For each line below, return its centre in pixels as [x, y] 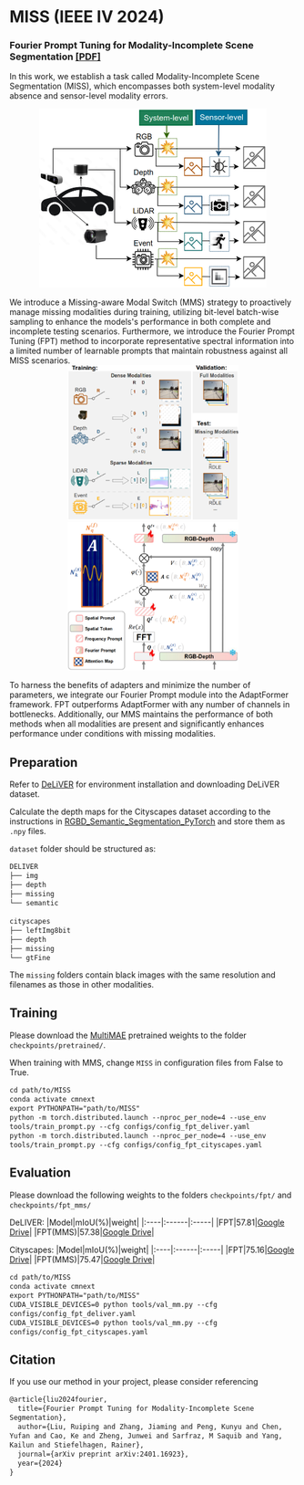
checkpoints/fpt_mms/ [51, 1205]
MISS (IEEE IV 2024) [87, 17]
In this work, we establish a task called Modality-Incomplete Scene [135, 77]
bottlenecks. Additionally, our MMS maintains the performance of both [141, 715]
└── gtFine [30, 957]
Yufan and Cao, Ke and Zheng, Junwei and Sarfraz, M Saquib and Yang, [146, 1436]
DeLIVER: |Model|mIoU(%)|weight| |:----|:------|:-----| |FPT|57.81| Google [147, 1222]
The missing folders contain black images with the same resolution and [142, 975]
